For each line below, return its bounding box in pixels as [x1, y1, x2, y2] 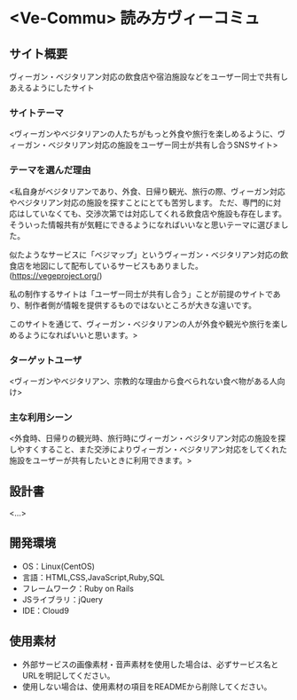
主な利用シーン [9, 411, 73, 423]
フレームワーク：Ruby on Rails [21, 583, 135, 594]
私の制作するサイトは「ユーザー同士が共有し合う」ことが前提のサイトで [9, 288, 273, 299]
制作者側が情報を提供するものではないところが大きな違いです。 [24, 299, 257, 311]
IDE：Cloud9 [21, 605, 69, 616]
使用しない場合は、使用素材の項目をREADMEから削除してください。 [21, 680, 272, 692]
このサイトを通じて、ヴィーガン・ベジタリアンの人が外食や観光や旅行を [9, 319, 273, 329]
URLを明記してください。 [21, 670, 115, 680]
